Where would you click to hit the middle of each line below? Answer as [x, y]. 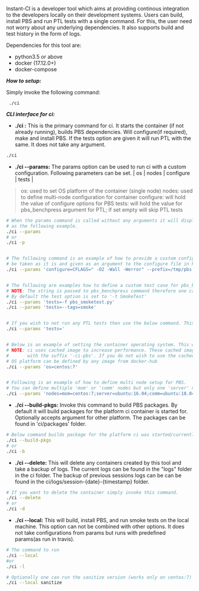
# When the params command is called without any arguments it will [92, 221]
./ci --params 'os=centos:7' [42, 367]
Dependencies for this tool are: [44, 45]
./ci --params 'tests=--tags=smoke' [51, 308]
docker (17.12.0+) [35, 63]
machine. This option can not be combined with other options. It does [99, 526]
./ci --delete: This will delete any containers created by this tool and [98, 462]
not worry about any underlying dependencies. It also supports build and [95, 27]
